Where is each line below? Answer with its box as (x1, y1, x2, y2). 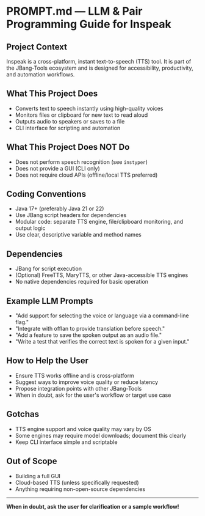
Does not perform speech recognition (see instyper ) (15, 158, 148, 166)
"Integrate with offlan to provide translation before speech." (15, 325, 165, 333)
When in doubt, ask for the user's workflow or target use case (15, 391, 171, 399)
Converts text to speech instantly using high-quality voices (15, 105, 164, 112)
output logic (15, 224, 46, 232)
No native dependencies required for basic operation (15, 278, 148, 286)
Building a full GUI (15, 472, 61, 479)
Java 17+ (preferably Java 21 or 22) (15, 205, 104, 212)
